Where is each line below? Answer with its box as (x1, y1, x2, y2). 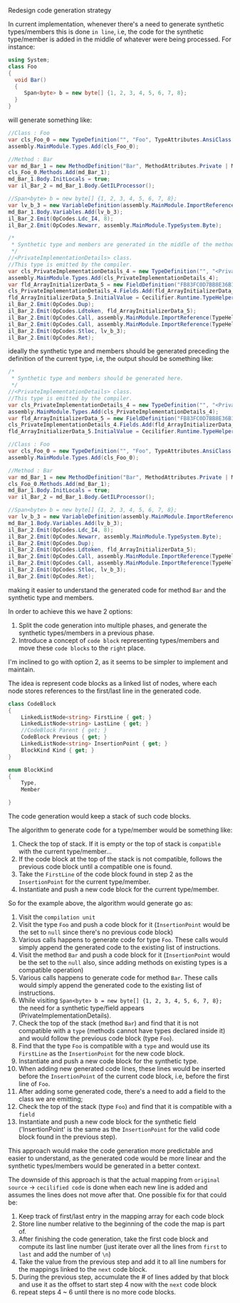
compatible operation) (18, 966, 84, 974)
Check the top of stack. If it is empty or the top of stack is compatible (18, 840, 221, 848)
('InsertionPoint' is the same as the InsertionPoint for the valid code (18, 1125, 220, 1133)
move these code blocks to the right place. (18, 644, 146, 652)
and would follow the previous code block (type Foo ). (18, 1034, 174, 1043)
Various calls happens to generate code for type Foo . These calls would (18, 936, 229, 944)
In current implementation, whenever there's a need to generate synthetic (8, 20, 224, 28)
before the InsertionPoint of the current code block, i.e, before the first (18, 1072, 230, 1080)
